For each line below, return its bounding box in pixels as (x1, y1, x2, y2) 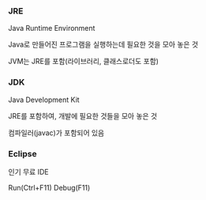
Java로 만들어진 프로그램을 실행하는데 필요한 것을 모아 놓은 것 (8, 40, 199, 49)
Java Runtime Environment (8, 24, 96, 33)
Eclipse (8, 148, 37, 159)
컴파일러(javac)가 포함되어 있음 (8, 128, 105, 138)
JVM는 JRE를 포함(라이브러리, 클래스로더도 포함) (8, 57, 159, 66)
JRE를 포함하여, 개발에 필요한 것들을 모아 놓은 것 (8, 111, 158, 120)
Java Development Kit (8, 95, 81, 104)
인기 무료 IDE (8, 167, 49, 176)
